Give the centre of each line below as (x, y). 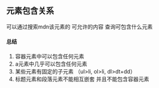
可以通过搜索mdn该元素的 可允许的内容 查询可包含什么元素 (79, 27)
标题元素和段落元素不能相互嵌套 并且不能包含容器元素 (82, 79)
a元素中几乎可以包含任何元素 (51, 64)
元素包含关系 (30, 11)
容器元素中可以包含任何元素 (50, 56)
